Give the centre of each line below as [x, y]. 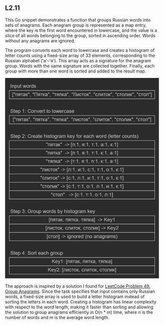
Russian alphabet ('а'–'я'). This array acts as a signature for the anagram [78, 60]
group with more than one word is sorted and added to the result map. [76, 71]
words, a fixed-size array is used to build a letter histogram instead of [75, 297]
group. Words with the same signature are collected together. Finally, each [80, 66]
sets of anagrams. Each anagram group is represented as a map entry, [76, 25]
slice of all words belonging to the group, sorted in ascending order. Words [80, 35]
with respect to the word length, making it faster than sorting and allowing [79, 307]
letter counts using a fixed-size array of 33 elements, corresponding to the [80, 55]
